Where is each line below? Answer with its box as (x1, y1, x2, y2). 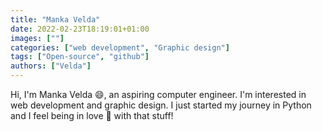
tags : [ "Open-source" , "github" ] (10, 52, 150, 62)
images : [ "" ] (10, 33, 65, 43)
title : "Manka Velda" (10, 14, 101, 25)
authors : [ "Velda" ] (10, 61, 92, 71)
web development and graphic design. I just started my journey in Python (10, 99, 312, 111)
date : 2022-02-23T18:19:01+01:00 (10, 24, 150, 34)
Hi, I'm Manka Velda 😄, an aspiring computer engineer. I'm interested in (10, 89, 307, 100)
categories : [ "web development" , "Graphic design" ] (10, 42, 230, 53)
